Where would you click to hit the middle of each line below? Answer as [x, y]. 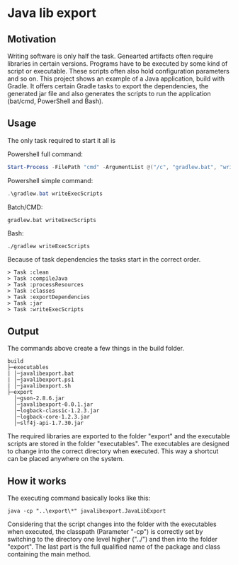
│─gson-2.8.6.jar [39, 398]
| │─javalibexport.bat [41, 374]
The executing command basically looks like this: [79, 498]
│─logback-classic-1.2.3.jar [57, 411]
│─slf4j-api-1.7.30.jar [49, 423]
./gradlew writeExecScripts [49, 246]
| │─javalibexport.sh [39, 386]
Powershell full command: [45, 154]
